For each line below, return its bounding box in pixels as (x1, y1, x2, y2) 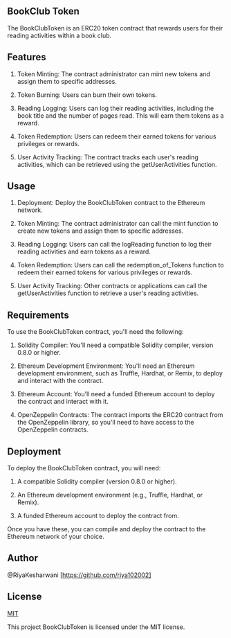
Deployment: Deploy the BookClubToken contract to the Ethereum (17, 199, 205, 207)
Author (7, 552, 38, 564)
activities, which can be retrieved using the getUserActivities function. (17, 160, 217, 168)
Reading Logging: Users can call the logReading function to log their (17, 240, 212, 249)
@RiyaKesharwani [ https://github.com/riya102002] (7, 571, 151, 579)
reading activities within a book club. (7, 31, 112, 39)
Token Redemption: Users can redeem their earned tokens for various (17, 132, 216, 141)
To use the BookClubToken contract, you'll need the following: (7, 328, 185, 336)
